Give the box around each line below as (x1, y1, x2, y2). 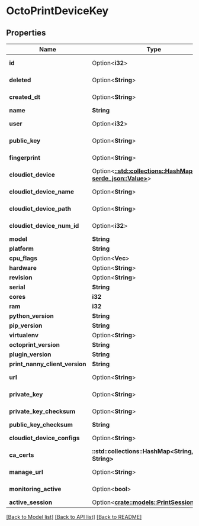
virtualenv (9, 331, 39, 339)
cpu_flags (9, 254, 37, 262)
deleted (9, 76, 31, 84)
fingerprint (9, 154, 40, 162)
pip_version (9, 321, 43, 330)
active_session (9, 498, 52, 506)
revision (9, 273, 33, 282)
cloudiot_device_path (9, 205, 71, 212)
